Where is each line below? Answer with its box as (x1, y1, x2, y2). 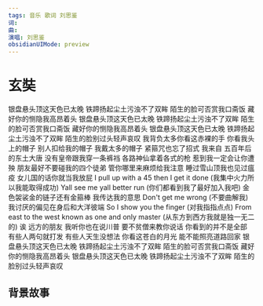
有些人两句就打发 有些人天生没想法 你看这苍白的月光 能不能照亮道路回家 (8, 232, 241, 242)
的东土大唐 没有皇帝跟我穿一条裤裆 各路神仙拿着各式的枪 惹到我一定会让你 (8, 154, 248, 163)
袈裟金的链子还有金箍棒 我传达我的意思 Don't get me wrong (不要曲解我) (14, 193, 249, 202)
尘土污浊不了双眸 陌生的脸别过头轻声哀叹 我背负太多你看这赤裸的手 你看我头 (8, 134, 255, 144)
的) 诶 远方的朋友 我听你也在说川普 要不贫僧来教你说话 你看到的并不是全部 (8, 222, 247, 231)
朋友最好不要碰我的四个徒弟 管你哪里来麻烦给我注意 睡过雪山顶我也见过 (16, 163, 248, 173)
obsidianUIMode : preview (8, 41, 89, 49)
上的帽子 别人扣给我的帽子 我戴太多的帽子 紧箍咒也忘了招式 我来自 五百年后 (8, 144, 252, 153)
